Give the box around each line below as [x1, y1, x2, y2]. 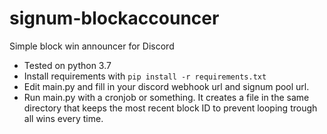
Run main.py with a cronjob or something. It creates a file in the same [23, 91, 310, 103]
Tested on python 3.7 [23, 59, 112, 71]
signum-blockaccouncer [9, 7, 220, 30]
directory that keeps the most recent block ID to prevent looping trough [23, 102, 318, 114]
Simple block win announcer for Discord [9, 40, 175, 52]
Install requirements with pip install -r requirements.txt [23, 70, 267, 82]
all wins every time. [23, 112, 104, 124]
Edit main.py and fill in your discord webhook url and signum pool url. [23, 80, 310, 92]
